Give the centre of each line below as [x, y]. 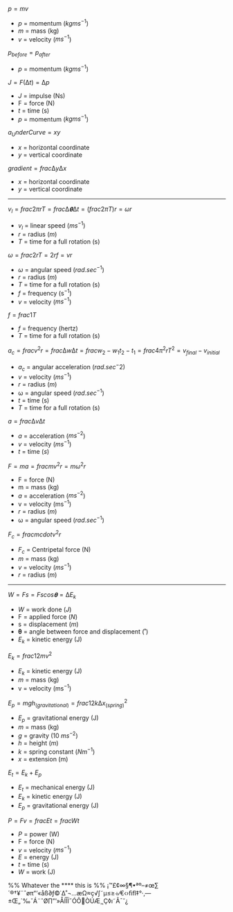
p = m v [18, 9]
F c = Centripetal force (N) [54, 550]
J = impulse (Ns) [41, 96]
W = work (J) [37, 872]
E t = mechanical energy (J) [56, 788]
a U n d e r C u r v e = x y [34, 133]
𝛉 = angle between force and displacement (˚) [83, 632]
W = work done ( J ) [45, 609]
